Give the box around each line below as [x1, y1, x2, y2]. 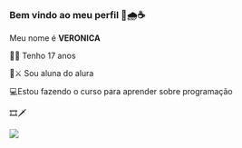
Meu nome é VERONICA [9, 33, 102, 44]
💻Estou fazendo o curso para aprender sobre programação [9, 86, 233, 97]
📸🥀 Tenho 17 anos [9, 50, 76, 62]
